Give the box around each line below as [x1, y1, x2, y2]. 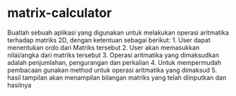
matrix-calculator [7, 5, 112, 21]
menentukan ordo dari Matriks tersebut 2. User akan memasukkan [7, 43, 199, 52]
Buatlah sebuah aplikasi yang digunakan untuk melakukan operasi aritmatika [7, 28, 229, 37]
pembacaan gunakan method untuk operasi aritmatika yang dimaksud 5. [7, 66, 217, 74]
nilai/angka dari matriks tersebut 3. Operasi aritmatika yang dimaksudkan [7, 51, 220, 59]
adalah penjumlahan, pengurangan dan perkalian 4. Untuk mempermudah [7, 58, 222, 66]
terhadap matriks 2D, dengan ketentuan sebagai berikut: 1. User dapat [7, 35, 211, 44]
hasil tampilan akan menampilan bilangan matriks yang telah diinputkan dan [7, 73, 227, 82]
